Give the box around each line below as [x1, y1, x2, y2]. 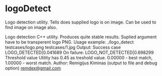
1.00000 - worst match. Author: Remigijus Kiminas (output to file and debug [5, 60, 158, 66]
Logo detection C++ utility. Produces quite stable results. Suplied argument [5, 34, 157, 40]
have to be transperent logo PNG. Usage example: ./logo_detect [5, 39, 134, 45]
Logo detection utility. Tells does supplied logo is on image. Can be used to [5, 19, 157, 25]
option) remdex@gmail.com [5, 65, 61, 71]
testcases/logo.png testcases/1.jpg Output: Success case [5, 44, 121, 50]
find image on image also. [5, 24, 57, 30]
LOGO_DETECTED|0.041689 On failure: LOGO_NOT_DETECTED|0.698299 [5, 50, 154, 55]
